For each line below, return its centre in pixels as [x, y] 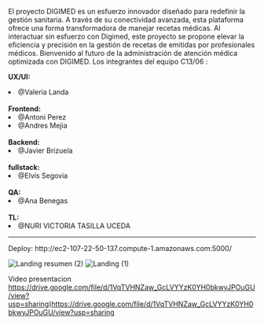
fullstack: [24, 167]
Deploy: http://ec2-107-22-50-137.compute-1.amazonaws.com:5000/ [120, 248]
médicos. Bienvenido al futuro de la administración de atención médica [123, 53]
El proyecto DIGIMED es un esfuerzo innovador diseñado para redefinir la [127, 11]
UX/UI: [19, 77]
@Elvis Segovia [43, 175]
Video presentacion [40, 279]
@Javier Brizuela [46, 150]
